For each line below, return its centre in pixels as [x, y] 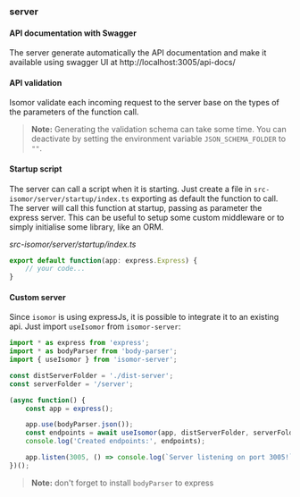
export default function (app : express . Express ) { [104, 260]
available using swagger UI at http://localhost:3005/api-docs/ [122, 63]
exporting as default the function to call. [204, 198]
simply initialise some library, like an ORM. [87, 227]
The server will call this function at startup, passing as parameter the [136, 207]
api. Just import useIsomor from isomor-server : [95, 326]
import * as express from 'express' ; [79, 343]
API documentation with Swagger [73, 33]
